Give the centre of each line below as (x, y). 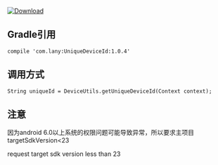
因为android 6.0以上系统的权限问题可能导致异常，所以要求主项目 (101, 133)
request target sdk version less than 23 (64, 154)
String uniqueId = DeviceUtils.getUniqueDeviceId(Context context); (110, 91)
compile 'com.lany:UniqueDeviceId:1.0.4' (69, 51)
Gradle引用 (32, 35)
